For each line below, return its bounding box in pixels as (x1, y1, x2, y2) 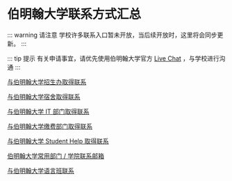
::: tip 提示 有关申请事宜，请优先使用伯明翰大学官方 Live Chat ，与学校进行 (7, 54, 220, 63)
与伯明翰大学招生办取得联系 (7, 77, 87, 86)
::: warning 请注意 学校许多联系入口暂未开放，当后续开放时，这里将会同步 (7, 31, 217, 39)
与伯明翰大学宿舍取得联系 (7, 92, 81, 101)
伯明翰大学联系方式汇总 (7, 6, 142, 22)
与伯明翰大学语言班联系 (7, 166, 74, 175)
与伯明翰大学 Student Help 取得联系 (7, 136, 109, 145)
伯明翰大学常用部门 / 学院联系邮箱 (7, 151, 104, 160)
